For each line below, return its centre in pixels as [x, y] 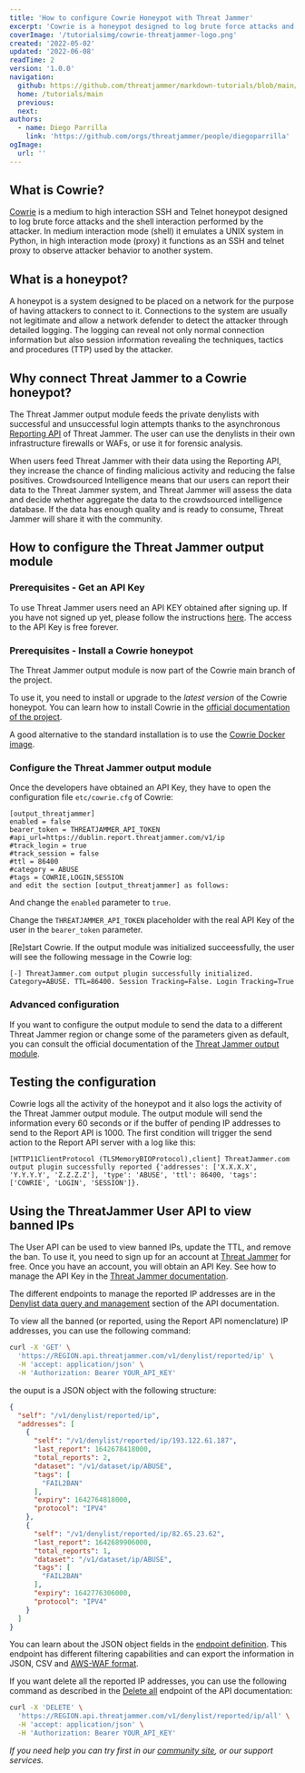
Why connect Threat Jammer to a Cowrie [128, 378]
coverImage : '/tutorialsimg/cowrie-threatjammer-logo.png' [123, 35]
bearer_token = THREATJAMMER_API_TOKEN [85, 830]
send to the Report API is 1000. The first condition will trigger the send [141, 1133]
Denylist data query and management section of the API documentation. [144, 1303]
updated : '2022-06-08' [52, 52]
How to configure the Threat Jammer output [137, 547]
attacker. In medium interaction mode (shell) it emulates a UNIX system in [147, 231]
